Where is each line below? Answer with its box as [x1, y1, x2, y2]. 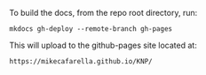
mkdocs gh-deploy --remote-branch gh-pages [9, 25, 173, 34]
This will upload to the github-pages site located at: [9, 40, 197, 50]
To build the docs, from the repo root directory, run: [9, 8, 198, 18]
